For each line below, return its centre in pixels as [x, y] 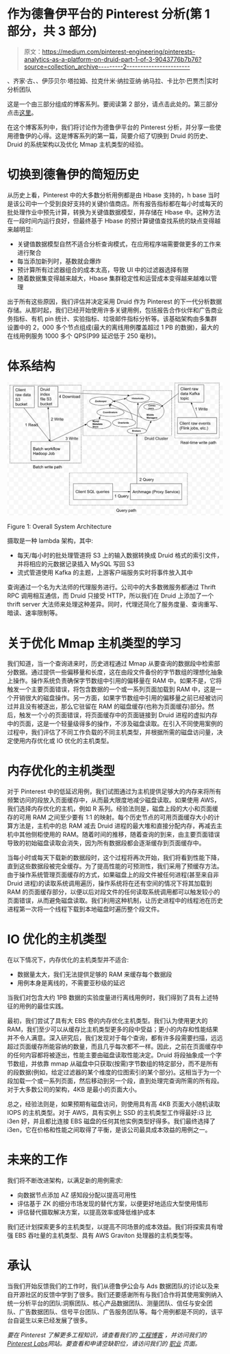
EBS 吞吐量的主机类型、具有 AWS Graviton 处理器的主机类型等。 [105, 1235]
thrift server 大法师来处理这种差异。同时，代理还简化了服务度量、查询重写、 [114, 605]
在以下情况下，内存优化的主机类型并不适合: [68, 960]
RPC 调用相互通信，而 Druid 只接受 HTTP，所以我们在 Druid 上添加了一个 [111, 596]
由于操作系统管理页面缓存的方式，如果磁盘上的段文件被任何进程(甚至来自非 [113, 875]
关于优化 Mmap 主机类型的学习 [94, 643]
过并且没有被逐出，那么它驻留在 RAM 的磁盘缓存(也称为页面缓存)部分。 [108, 707]
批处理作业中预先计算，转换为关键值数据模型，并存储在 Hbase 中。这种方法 [114, 212]
